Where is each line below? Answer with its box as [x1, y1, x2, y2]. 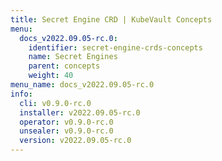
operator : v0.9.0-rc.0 [19, 117, 114, 127]
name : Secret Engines [28, 52, 118, 62]
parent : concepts [28, 61, 101, 71]
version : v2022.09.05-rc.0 [19, 136, 132, 146]
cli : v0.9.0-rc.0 [19, 98, 92, 108]
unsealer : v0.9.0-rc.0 [19, 126, 114, 136]
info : [10, 89, 33, 99]
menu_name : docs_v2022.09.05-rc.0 [10, 80, 155, 90]
